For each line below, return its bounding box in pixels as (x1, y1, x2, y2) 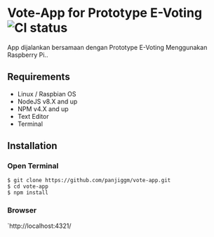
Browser (7, 205, 37, 215)
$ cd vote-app (7, 183, 49, 191)
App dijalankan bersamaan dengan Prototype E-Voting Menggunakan (7, 43, 208, 51)
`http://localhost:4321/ (7, 222, 72, 230)
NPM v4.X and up (17, 104, 69, 113)
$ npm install (7, 189, 49, 196)
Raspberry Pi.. (7, 51, 48, 59)
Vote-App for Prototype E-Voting (7, 5, 202, 21)
